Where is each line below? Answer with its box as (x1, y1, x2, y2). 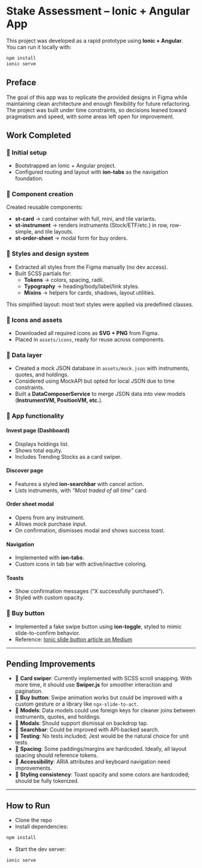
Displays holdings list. (14, 440, 69, 447)
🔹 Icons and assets (6, 316, 63, 324)
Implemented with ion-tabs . (14, 554, 85, 561)
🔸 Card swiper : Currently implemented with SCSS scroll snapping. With (14, 675, 192, 682)
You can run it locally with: (6, 43, 72, 51)
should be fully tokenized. (14, 777, 79, 785)
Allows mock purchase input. (14, 520, 87, 528)
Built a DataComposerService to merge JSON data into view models (14, 391, 186, 398)
